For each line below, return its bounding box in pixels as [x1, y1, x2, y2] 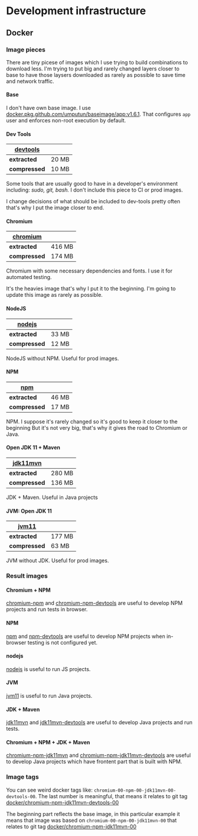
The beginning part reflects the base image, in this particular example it [6, 810, 180, 817]
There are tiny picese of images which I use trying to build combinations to [6, 59, 188, 66]
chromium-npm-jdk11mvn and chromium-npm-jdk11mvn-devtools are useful [6, 752, 191, 759]
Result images [6, 572, 48, 580]
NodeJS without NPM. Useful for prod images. [6, 355, 119, 362]
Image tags [6, 773, 40, 781]
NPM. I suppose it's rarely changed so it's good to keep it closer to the [6, 418, 178, 425]
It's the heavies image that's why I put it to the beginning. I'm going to [6, 285, 176, 292]
